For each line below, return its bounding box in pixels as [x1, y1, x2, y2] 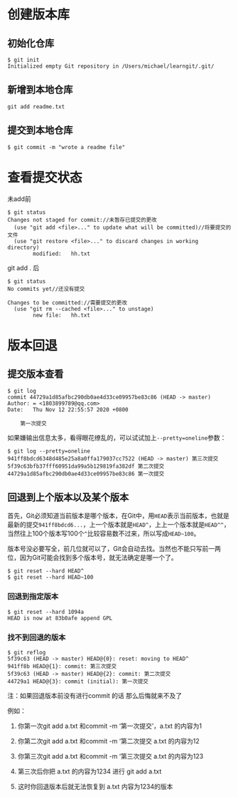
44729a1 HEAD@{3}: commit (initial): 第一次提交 [7, 678, 149, 685]
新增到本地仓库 [7, 83, 73, 96]
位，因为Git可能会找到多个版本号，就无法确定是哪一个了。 [7, 553, 178, 562]
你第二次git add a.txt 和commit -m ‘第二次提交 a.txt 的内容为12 [17, 736, 200, 745]
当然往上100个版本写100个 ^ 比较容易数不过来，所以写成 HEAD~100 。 [7, 529, 200, 538]
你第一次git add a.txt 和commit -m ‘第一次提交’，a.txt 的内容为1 [17, 721, 202, 730]
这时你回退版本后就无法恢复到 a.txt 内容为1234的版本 [17, 782, 173, 791]
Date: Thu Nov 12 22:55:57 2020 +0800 [7, 406, 129, 413]
